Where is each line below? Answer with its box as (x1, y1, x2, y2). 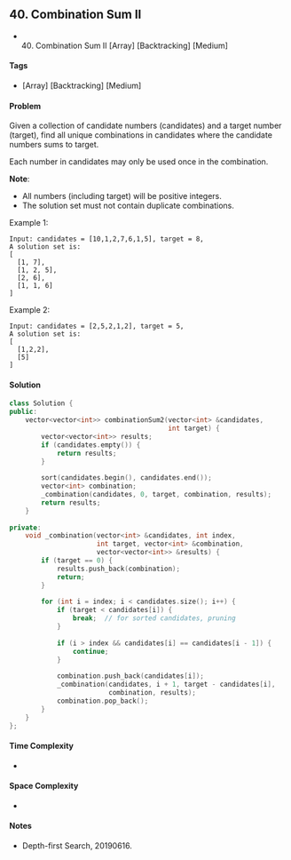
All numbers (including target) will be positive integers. (21, 191, 222, 202)
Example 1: (9, 218, 49, 228)
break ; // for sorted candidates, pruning (72, 614, 237, 623)
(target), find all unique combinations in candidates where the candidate (9, 130, 273, 140)
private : (9, 523, 42, 532)
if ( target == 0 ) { (41, 556, 114, 565)
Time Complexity (9, 741, 74, 752)
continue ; (72, 647, 109, 656)
